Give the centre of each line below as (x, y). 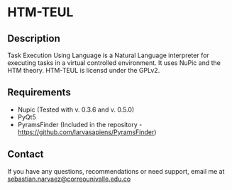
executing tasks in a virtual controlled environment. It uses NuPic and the (114, 63)
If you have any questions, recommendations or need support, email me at (116, 171)
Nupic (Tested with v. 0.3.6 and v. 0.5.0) (76, 109)
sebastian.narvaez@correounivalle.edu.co (69, 179)
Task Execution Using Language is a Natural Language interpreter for (108, 55)
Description (34, 38)
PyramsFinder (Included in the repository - (80, 124)
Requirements (39, 93)
